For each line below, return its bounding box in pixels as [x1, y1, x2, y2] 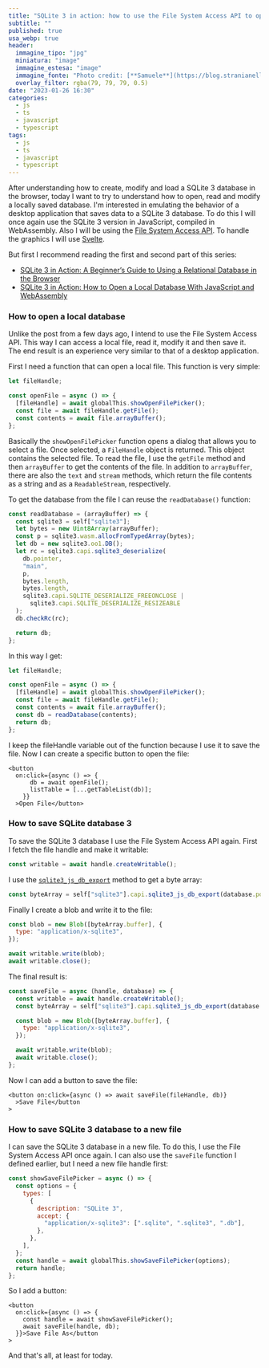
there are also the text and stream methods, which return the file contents [8, 470, 252, 480]
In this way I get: [8, 651, 62, 661]
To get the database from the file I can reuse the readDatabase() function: [8, 495, 251, 504]
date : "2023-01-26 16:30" [8, 86, 94, 95]
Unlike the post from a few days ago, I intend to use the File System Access [8, 329, 258, 339]
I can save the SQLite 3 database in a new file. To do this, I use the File [8, 1142, 242, 1152]
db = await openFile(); [29, 778, 110, 787]
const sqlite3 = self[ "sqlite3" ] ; [15, 517, 130, 526]
